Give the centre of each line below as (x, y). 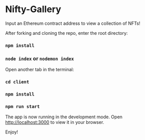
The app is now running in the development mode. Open (64, 117)
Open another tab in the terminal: (40, 70)
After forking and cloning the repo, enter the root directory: (66, 33)
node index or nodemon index (40, 58)
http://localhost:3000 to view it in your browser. (55, 122)
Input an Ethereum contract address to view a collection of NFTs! (73, 23)
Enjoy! (12, 132)
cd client (17, 82)
